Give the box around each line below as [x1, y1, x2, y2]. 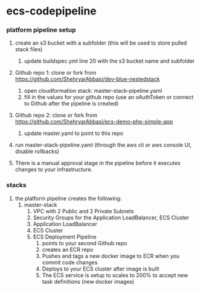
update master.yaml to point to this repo [24, 130, 124, 137]
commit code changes [42, 258, 98, 266]
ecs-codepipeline [6, 4, 97, 18]
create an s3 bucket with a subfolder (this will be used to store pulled [14, 39, 187, 46]
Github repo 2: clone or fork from [14, 111, 98, 119]
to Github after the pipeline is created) [24, 100, 119, 107]
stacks [6, 181, 27, 189]
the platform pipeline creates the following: [14, 195, 122, 202]
